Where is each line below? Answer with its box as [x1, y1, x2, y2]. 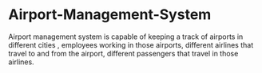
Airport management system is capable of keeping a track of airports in [8, 32, 244, 41]
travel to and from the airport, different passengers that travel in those [8, 48, 239, 58]
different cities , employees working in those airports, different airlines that [8, 40, 254, 49]
